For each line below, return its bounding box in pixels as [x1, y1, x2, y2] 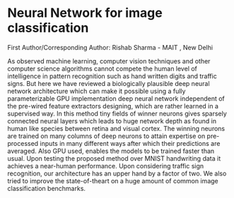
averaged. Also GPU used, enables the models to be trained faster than [7, 147, 215, 155]
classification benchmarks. [7, 184, 86, 192]
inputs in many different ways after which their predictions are [40, 139, 221, 147]
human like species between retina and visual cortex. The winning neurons [7, 124, 225, 132]
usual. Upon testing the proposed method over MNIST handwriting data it [7, 154, 221, 163]
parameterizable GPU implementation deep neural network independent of [7, 94, 225, 103]
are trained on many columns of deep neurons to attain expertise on [7, 132, 206, 140]
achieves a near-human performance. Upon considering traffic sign [7, 161, 204, 170]
